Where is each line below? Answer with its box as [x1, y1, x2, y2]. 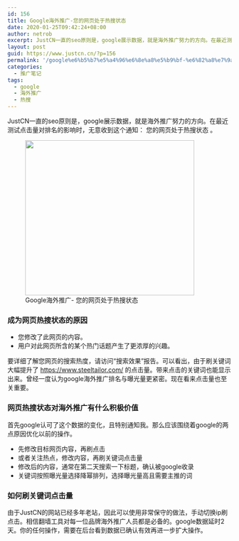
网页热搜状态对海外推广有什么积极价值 [7, 403, 139, 413]
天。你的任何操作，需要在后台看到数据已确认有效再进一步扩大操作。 [7, 525, 207, 534]
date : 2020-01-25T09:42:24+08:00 [7, 23, 107, 31]
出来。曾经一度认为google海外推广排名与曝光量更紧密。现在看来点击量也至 [7, 375, 228, 383]
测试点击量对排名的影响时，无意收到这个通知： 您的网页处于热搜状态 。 [7, 126, 217, 134]
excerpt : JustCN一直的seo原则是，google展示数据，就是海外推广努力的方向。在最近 [7, 37, 227, 44]
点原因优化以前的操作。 [7, 429, 76, 438]
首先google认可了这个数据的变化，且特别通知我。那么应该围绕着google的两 [7, 420, 229, 429]
